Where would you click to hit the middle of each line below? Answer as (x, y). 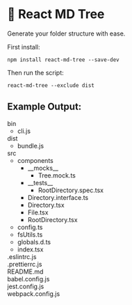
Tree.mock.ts (57, 175)
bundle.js (30, 146)
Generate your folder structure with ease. (66, 33)
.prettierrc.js (25, 264)
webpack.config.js (34, 294)
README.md (25, 272)
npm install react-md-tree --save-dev (63, 60)
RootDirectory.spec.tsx (71, 190)
